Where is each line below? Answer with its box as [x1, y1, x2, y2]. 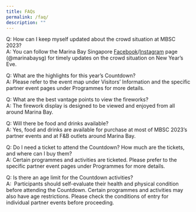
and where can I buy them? [6, 150, 72, 157]
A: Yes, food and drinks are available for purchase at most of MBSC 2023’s [6, 126, 187, 133]
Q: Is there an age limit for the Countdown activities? [6, 174, 134, 181]
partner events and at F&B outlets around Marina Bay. [6, 132, 136, 140]
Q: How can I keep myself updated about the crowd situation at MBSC [6, 36, 176, 43]
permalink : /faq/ [6, 14, 49, 20]
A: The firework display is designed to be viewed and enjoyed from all [6, 102, 175, 110]
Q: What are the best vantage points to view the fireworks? [6, 96, 149, 103]
